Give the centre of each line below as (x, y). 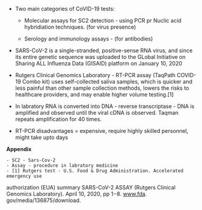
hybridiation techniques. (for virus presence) (80, 27)
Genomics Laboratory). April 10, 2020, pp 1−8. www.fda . (77, 194)
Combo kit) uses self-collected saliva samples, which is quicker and (107, 82)
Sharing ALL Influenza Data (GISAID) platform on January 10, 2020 (99, 63)
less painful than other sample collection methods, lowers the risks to (102, 88)
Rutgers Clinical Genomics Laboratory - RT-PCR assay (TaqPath (95, 75)
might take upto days (41, 137)
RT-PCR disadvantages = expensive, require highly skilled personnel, (102, 131)
